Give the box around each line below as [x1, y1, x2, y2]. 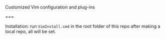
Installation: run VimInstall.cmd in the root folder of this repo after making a [5, 23, 160, 29]
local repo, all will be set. [5, 29, 56, 34]
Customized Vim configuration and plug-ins [5, 4, 95, 10]
